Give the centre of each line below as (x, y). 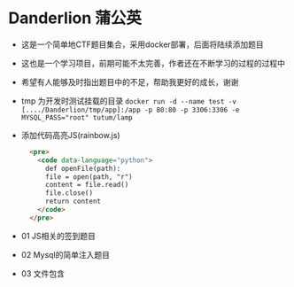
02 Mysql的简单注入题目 (66, 254)
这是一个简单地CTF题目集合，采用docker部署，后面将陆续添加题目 (143, 44)
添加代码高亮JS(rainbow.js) (70, 135)
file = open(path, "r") (89, 177)
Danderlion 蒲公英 (75, 18)
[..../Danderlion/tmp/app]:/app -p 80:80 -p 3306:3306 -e (130, 110)
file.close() (69, 193)
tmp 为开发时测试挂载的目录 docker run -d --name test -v (128, 101)
